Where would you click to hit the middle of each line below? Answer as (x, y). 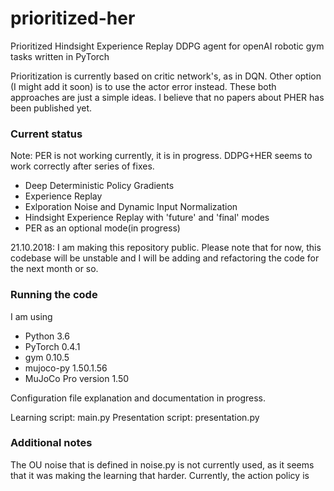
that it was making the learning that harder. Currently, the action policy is (160, 475)
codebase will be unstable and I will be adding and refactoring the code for (165, 258)
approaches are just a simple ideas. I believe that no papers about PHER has (167, 97)
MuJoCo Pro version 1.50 (77, 378)
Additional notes (51, 443)
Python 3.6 (47, 336)
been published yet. (51, 108)
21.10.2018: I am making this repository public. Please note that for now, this (166, 248)
